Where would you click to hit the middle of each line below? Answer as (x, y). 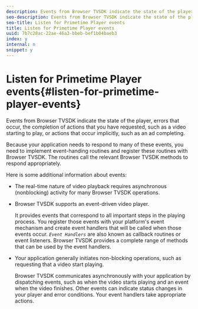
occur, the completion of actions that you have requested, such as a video (96, 127)
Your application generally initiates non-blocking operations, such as (98, 258)
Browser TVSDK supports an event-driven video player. (82, 203)
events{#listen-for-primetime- (82, 91)
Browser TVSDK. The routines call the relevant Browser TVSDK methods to (97, 157)
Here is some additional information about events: (67, 175)
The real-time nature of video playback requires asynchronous (90, 186)
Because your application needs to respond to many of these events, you (95, 144)
